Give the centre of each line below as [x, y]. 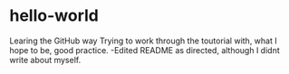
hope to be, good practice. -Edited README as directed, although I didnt [145, 50]
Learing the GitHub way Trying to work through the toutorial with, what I [144, 41]
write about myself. [45, 60]
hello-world [54, 16]
